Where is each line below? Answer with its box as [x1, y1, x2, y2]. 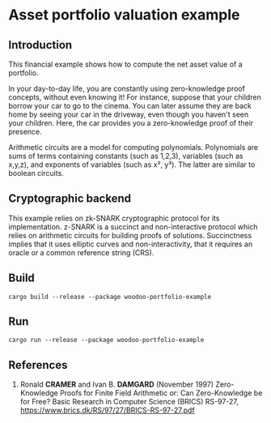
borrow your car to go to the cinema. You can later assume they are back [8, 101, 252, 110]
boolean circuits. [8, 169, 65, 177]
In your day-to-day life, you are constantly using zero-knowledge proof [8, 83, 245, 93]
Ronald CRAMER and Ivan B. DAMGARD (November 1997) [19, 379, 214, 390]
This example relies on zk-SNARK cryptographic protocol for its [8, 213, 220, 223]
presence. [8, 127, 42, 136]
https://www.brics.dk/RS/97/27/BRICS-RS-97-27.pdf [19, 405, 196, 415]
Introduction [8, 38, 73, 52]
